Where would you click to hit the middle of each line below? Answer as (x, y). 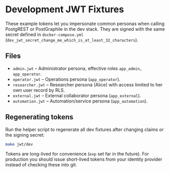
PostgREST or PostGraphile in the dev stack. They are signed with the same (85, 29)
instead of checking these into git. (41, 165)
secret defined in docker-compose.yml (44, 34)
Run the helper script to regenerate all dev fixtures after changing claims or (84, 129)
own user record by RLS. (39, 90)
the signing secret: (25, 135)
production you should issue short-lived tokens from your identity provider (84, 159)
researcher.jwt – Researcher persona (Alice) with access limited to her (88, 84)
